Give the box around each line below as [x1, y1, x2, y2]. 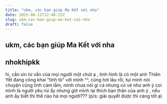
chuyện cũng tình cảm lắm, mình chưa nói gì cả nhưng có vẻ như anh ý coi [5, 82, 162, 88]
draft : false [5, 21, 33, 27]
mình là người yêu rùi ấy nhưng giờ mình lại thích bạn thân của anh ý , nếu [5, 88, 160, 94]
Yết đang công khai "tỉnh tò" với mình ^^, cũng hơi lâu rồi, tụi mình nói [5, 77, 151, 83]
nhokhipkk [5, 58, 40, 67]
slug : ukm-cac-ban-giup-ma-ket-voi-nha [5, 17, 90, 22]
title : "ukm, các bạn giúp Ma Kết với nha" [5, 7, 100, 13]
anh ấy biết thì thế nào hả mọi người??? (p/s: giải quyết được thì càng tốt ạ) [5, 93, 162, 99]
